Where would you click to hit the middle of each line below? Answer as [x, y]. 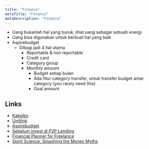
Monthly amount [43, 68]
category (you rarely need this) [65, 84]
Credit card [38, 58]
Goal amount [46, 89]
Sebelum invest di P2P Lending [43, 131]
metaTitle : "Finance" [27, 14]
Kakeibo [20, 116]
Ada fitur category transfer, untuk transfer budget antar [89, 78]
